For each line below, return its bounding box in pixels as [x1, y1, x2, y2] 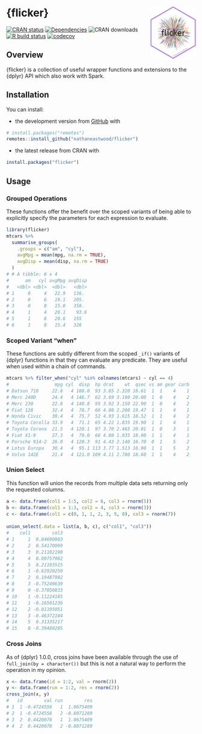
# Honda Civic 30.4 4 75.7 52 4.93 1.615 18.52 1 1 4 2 [6, 413, 189, 419]
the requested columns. [6, 486, 65, 493]
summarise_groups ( [11, 239, 58, 245]
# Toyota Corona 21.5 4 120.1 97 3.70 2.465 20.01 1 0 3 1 [6, 426, 189, 432]
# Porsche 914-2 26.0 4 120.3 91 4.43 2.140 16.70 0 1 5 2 [6, 439, 189, 445]
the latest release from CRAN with [14, 147, 99, 154]
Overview [6, 50, 44, 60]
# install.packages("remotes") [6, 130, 85, 136]
